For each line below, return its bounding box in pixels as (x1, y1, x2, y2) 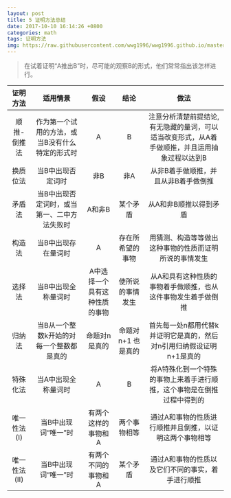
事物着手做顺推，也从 (149, 282, 219, 291)
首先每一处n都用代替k (148, 321, 219, 330)
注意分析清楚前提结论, (148, 112, 220, 121)
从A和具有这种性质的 (150, 272, 218, 281)
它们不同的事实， (156, 465, 212, 474)
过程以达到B (167, 153, 208, 162)
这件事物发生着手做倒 (149, 293, 219, 302)
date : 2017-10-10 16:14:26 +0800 (7, 23, 103, 30)
